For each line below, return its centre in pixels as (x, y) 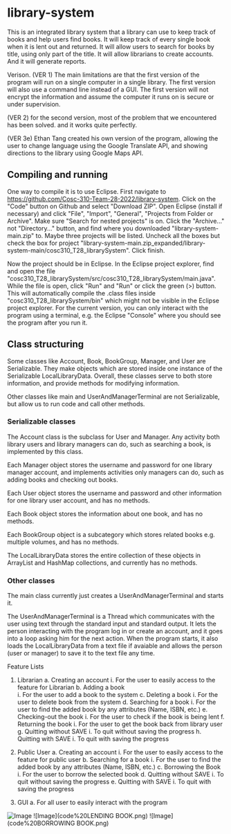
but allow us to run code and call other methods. (76, 404)
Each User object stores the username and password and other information (114, 493)
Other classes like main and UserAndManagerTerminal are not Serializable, (113, 397)
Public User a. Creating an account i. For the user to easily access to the (120, 752)
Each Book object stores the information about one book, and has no (105, 514)
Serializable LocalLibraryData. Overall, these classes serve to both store (110, 376)
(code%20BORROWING (41, 823)
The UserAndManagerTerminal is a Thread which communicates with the (111, 617)
